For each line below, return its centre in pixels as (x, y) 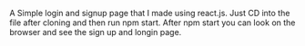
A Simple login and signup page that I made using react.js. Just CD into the (150, 13)
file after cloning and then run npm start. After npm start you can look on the (152, 23)
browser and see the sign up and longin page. (96, 32)
